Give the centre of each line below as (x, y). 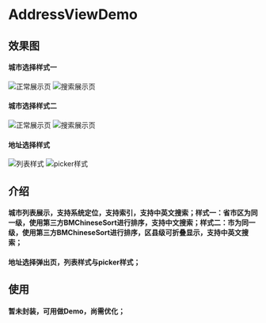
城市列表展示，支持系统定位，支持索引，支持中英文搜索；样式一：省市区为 (129, 213)
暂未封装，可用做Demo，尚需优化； (66, 311)
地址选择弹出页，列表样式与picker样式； (74, 262)
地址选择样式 (29, 145)
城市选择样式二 (32, 106)
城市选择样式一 (32, 67)
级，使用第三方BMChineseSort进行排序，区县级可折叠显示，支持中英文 (125, 233)
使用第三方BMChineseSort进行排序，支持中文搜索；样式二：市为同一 (142, 222)
